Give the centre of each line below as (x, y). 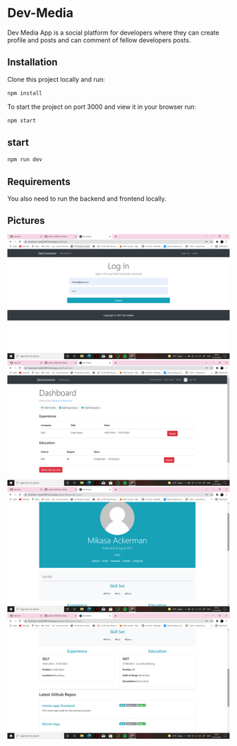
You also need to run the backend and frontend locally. (87, 199)
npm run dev (25, 160)
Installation (32, 63)
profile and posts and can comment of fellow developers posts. (99, 40)
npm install (25, 93)
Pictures (26, 221)
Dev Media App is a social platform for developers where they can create (114, 32)
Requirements (39, 182)
